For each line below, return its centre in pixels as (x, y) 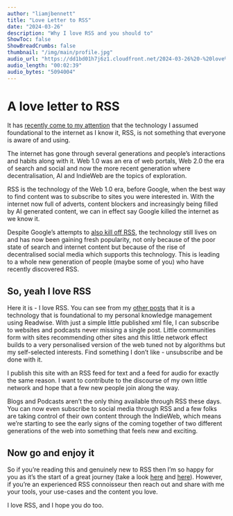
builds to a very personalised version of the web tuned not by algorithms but (116, 345)
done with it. (25, 360)
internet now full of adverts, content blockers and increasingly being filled (113, 204)
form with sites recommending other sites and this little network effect (107, 337)
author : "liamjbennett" (42, 14)
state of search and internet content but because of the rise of (96, 247)
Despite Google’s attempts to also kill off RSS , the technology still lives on (112, 232)
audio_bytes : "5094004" (42, 72)
